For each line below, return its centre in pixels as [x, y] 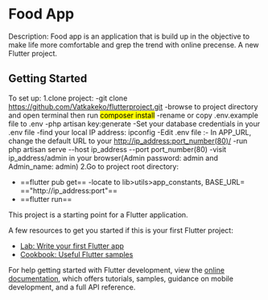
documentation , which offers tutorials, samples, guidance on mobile [121, 278]
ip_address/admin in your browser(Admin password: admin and [113, 158]
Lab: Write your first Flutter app [72, 245]
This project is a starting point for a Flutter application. [98, 215]
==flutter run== [46, 199]
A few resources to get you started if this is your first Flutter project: [121, 230]
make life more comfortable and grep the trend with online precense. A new [134, 44]
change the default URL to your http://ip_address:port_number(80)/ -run [128, 141]
